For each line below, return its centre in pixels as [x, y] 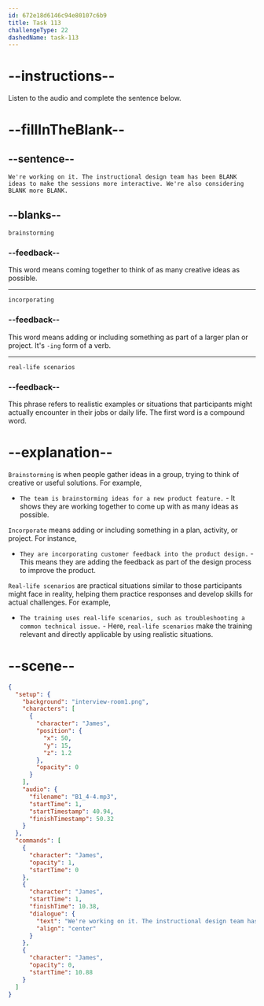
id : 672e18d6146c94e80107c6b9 [58, 15]
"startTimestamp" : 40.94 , [71, 812]
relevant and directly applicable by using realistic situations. [116, 634]
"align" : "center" [66, 928]
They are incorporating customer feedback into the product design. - [136, 553]
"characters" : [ [49, 709]
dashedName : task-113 [44, 37]
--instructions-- [62, 76]
